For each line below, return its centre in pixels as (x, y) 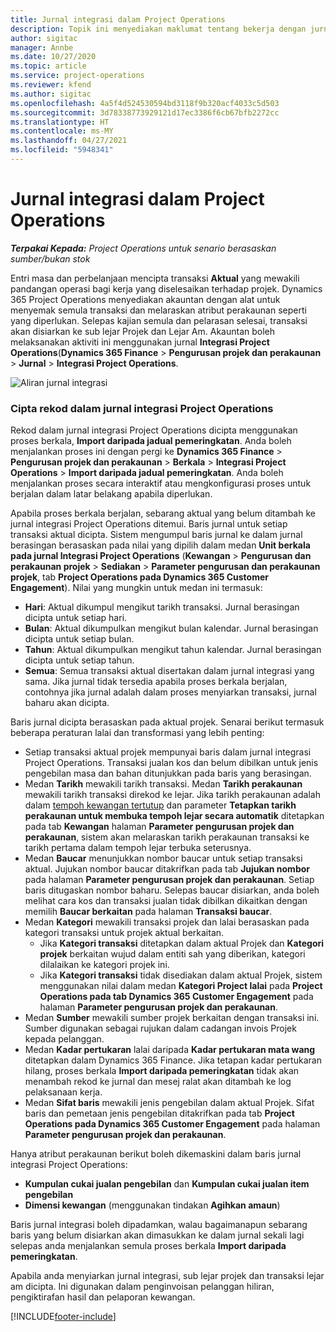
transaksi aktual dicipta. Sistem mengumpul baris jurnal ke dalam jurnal (156, 535)
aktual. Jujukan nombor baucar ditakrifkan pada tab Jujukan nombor (167, 869)
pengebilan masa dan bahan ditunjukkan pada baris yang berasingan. (168, 773)
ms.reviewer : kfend (51, 85)
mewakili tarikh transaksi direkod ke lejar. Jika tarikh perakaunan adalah (172, 795)
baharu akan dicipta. (67, 703)
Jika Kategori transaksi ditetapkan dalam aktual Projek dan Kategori (182, 943)
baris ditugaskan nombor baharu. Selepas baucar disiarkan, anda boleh (172, 890)
